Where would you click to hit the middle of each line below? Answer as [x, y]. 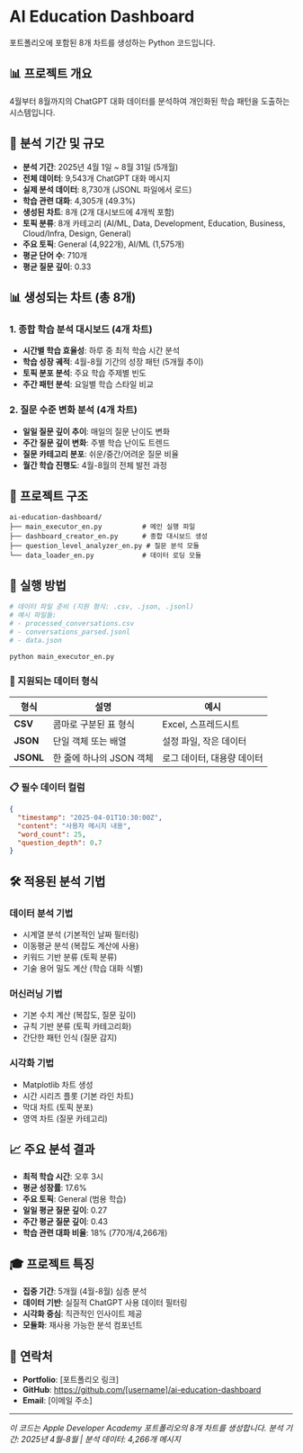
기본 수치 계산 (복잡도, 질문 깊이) [79, 1015]
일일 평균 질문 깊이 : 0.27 [65, 1210]
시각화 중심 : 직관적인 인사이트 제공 [82, 1314]
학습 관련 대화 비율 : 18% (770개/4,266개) [95, 1233]
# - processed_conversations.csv [72, 623]
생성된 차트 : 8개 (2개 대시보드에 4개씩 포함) [98, 212]
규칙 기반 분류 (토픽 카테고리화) [77, 1026]
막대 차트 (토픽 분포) [58, 1107]
